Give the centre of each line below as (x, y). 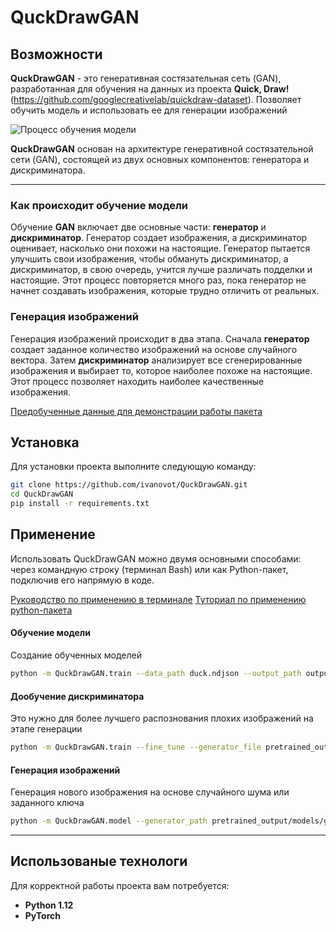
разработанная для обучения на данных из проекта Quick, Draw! (150, 89)
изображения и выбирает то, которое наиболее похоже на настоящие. (161, 370)
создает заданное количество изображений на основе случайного (154, 349)
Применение (53, 534)
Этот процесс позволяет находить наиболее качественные (137, 381)
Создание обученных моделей (76, 655)
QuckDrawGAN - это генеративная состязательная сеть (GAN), (146, 78)
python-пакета (41, 610)
